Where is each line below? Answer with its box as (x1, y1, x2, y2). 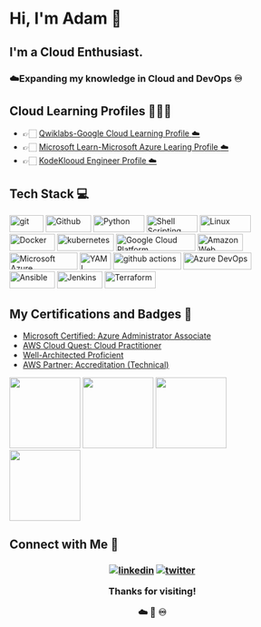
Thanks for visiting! (108, 584, 197, 597)
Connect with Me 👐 (9, 537, 120, 553)
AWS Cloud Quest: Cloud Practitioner (22, 339, 162, 350)
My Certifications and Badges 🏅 (9, 306, 192, 321)
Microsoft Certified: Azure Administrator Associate (22, 330, 211, 341)
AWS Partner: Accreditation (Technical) (22, 358, 169, 370)
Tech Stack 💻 (9, 186, 90, 201)
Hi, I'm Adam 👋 (9, 8, 122, 29)
